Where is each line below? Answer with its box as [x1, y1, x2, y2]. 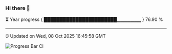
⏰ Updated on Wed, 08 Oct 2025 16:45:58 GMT [5, 33, 106, 39]
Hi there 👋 [5, 5, 31, 12]
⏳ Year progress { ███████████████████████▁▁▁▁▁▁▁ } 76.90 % [5, 16, 163, 22]
